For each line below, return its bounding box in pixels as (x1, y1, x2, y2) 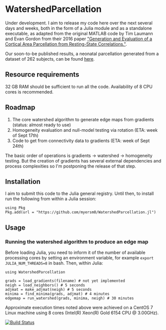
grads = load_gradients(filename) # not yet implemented (5, 278, 125, 284)
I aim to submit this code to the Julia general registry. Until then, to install (5, 190, 154, 197)
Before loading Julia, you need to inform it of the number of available (5, 249, 146, 255)
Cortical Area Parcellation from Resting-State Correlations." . (5, 41, 127, 47)
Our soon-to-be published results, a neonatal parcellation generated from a (5, 51, 159, 57)
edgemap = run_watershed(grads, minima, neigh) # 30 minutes (5, 296, 134, 301)
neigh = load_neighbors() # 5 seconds (5, 283, 85, 288)
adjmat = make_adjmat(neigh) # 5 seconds (5, 287, 92, 292)
